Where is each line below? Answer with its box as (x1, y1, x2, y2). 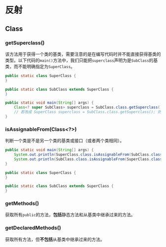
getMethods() (5, 200, 40, 207)
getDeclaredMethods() (5, 224, 61, 231)
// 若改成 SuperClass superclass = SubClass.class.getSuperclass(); (14, 110, 156, 115)
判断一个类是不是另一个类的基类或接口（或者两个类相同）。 (5, 138, 124, 144)
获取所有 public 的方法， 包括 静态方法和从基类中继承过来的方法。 (5, 212, 135, 218)
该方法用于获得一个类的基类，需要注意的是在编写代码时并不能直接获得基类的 (5, 51, 161, 57)
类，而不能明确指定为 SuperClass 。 (5, 63, 75, 69)
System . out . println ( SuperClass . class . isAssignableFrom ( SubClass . (14, 152, 152, 157)
